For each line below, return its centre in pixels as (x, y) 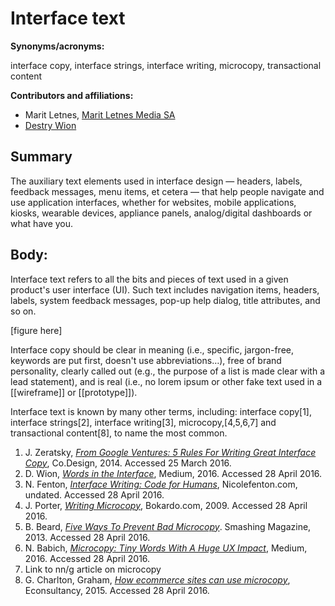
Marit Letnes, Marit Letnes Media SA (100, 114)
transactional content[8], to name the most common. (119, 433)
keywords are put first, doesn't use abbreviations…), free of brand (146, 360)
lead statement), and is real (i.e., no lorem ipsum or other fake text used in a (166, 381)
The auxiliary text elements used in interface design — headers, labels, (156, 181)
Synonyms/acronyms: (57, 46)
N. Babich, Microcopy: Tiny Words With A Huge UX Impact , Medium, (166, 548)
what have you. (42, 223)
